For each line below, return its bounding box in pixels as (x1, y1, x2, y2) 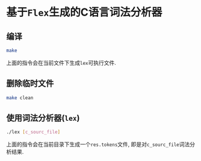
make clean (6, 94, 34, 101)
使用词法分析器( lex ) (6, 112, 80, 123)
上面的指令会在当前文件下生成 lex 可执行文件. (6, 59, 116, 66)
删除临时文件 (6, 79, 54, 89)
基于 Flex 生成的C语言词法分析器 (6, 5, 162, 19)
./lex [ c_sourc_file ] (6, 129, 61, 135)
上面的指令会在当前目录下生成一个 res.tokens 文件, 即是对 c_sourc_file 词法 (6, 141, 190, 148)
